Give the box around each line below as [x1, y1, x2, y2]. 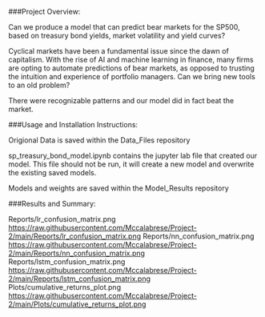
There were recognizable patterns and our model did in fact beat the [8, 96, 235, 105]
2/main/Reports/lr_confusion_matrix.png [8, 231, 142, 241]
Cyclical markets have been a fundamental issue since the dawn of [8, 46, 230, 55]
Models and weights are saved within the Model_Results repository [8, 183, 230, 193]
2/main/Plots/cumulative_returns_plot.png [8, 299, 147, 309]
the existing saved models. [8, 168, 97, 177]
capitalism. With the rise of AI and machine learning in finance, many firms [8, 55, 254, 64]
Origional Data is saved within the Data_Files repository [8, 135, 191, 145]
